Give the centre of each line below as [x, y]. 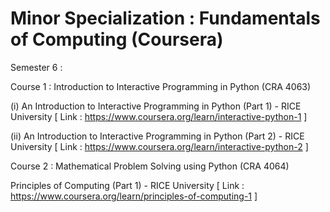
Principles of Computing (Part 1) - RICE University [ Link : [127, 185]
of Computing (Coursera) [117, 39]
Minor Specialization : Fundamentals [165, 18]
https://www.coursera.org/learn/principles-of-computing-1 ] [134, 196]
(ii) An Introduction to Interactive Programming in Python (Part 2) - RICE [157, 136]
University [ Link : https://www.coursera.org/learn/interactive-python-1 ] [159, 116]
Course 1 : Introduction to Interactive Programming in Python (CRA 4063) [161, 86]
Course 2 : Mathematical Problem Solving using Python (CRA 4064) [150, 166]
